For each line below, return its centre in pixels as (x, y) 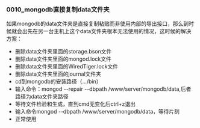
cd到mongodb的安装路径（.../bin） (58, 82)
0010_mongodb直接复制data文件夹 (58, 9)
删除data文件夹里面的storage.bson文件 (63, 52)
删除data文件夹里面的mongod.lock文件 (63, 59)
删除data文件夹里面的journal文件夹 (58, 74)
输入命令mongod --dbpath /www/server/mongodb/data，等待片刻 (97, 112)
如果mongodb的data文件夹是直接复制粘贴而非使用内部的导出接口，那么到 (97, 24)
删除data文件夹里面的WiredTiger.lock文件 (67, 67)
